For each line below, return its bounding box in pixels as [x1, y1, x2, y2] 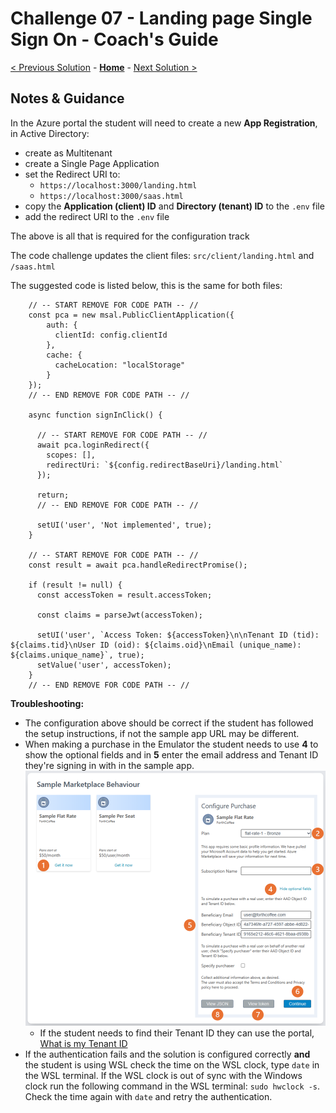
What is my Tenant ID [39, 1037, 128, 1049]
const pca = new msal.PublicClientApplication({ [28, 310, 235, 320]
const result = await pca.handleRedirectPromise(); [28, 560, 248, 570]
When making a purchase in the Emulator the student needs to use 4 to [24, 738, 319, 750]
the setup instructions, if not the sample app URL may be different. [24, 727, 300, 739]
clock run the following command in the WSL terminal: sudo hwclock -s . [24, 1080, 321, 1092]
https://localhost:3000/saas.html [39, 191, 184, 201]
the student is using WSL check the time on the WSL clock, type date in [24, 1058, 320, 1071]
